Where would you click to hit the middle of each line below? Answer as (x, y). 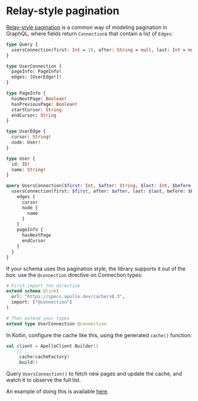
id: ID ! (21, 164)
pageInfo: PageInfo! (37, 72)
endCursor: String (34, 115)
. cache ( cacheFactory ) (43, 357)
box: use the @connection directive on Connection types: (74, 275)
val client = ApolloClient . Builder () (52, 346)
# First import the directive (43, 286)
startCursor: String (37, 110)
